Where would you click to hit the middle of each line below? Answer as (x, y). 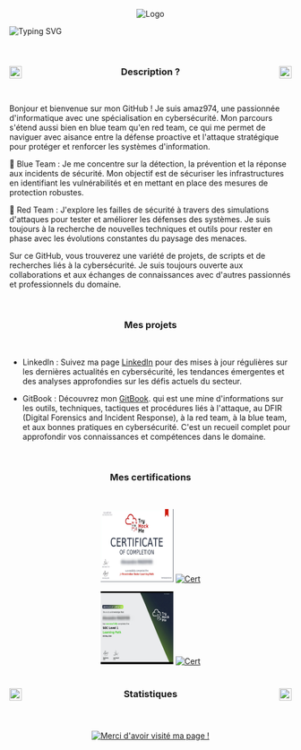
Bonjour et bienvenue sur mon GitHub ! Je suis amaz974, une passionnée (145, 108)
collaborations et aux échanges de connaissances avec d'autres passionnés (150, 275)
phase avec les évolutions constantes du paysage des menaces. (128, 238)
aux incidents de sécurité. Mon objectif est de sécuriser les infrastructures (147, 174)
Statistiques (150, 694)
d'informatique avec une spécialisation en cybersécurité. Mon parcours (141, 118)
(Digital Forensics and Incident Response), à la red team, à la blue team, (155, 418)
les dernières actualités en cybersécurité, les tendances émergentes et (153, 371)
